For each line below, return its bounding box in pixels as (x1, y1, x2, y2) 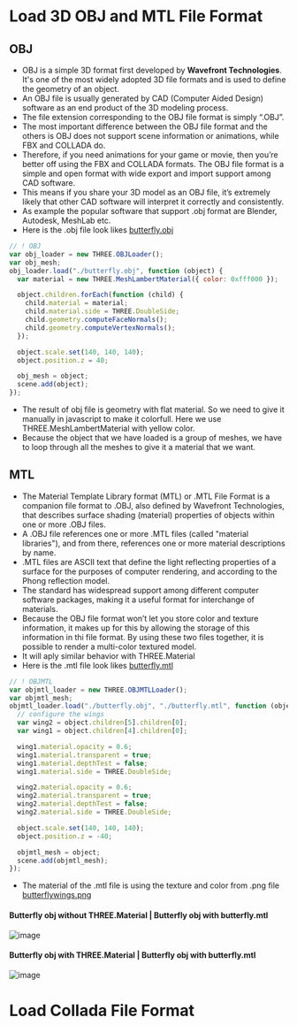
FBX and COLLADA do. (21, 140, 106, 150)
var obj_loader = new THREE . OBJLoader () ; (9, 249, 164, 258)
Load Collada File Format (9, 1000, 195, 1021)
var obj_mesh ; (9, 258, 62, 267)
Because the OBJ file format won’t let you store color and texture (21, 613, 259, 623)
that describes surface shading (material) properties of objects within (21, 509, 276, 520)
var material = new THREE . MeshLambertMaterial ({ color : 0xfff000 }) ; (17, 274, 278, 284)
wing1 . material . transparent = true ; (17, 750, 152, 760)
